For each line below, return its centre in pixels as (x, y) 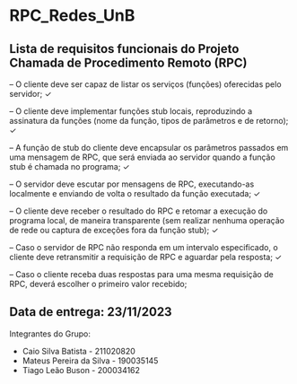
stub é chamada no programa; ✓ (70, 166)
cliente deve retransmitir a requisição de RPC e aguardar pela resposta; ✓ (146, 257)
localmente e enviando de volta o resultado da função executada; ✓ (135, 193)
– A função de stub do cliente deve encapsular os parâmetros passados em (149, 148)
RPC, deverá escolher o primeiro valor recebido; (98, 284)
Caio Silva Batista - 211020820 (79, 351)
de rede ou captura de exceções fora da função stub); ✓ (114, 230)
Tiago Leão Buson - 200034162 (81, 370)
